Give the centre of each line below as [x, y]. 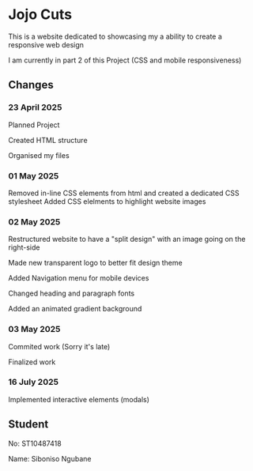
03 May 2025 [34, 330]
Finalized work [32, 362]
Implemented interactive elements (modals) [79, 399]
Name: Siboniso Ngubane [50, 458]
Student [28, 424]
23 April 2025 [35, 107]
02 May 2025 [34, 221]
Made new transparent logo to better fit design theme [96, 263]
